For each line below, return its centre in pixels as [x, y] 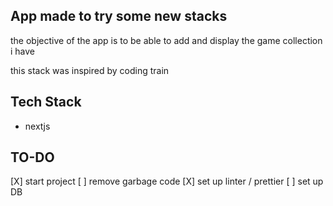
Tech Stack [46, 102]
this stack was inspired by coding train [90, 70]
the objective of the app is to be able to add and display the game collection [166, 40]
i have [23, 51]
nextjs [37, 126]
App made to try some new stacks [119, 16]
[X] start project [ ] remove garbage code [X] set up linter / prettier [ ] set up [167, 181]
